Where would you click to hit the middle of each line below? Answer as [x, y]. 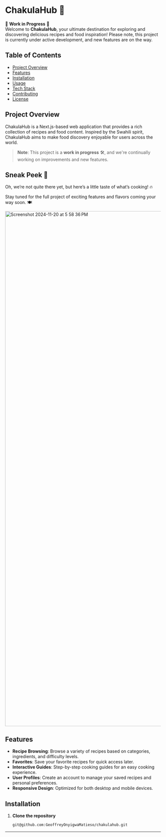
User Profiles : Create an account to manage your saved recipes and [82, 778]
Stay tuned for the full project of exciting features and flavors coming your [81, 197]
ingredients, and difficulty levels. [45, 757]
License [20, 99]
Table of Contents [33, 55]
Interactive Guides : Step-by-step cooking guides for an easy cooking [83, 767]
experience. [24, 772]
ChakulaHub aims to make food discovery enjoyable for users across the [79, 137]
